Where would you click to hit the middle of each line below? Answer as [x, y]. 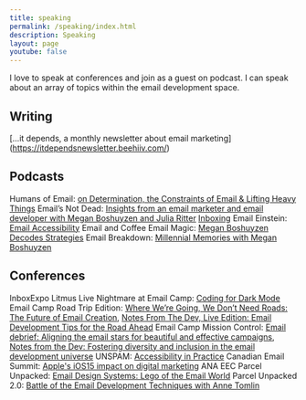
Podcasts [37, 177]
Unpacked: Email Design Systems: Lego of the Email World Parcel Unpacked [153, 375]
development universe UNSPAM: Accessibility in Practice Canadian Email [147, 356]
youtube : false [38, 52]
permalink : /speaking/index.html [73, 26]
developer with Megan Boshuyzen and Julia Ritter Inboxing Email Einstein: [148, 218]
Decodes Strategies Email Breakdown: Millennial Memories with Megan [143, 237]
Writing [31, 116]
